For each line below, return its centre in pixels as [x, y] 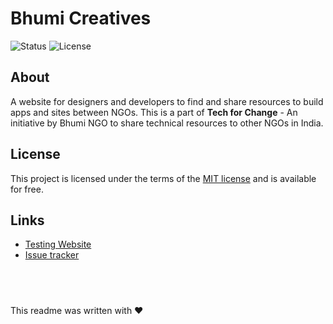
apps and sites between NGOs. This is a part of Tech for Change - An [154, 112]
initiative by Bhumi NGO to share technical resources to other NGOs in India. [167, 123]
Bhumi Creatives [81, 18]
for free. [27, 189]
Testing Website [58, 244]
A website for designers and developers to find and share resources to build [167, 101]
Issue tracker [52, 255]
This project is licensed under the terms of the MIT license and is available [163, 178]
